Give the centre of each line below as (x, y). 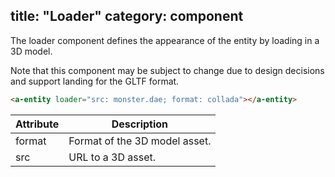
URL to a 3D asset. (112, 157)
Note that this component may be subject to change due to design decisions (167, 70)
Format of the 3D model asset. (140, 141)
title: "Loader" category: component (127, 16)
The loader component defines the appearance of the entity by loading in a (165, 40)
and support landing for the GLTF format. (95, 81)
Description (140, 124)
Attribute (37, 124)
